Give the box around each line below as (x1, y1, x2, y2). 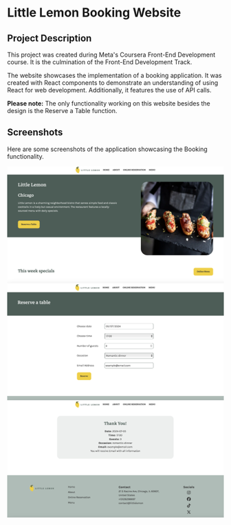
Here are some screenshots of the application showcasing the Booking (7, 145, 208, 153)
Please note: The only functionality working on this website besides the (7, 99, 211, 108)
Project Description (7, 32, 92, 44)
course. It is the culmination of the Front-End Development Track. (7, 58, 192, 66)
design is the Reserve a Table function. (7, 107, 118, 115)
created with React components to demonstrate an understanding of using (7, 79, 219, 87)
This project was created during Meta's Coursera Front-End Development (7, 50, 216, 59)
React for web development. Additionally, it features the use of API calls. (7, 86, 212, 94)
